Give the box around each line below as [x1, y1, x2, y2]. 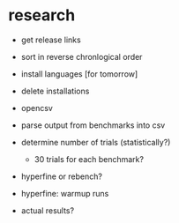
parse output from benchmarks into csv [20, 120, 166, 130]
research [8, 5, 76, 26]
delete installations [20, 85, 90, 96]
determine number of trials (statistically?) [20, 137, 171, 147]
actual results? [20, 204, 75, 216]
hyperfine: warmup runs [20, 188, 109, 198]
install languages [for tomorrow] [20, 68, 138, 79]
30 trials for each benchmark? [34, 153, 145, 164]
